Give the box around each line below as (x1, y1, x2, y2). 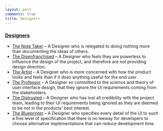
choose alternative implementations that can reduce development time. (12, 120, 155, 126)
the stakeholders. (12, 89, 47, 95)
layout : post (5, 7, 32, 12)
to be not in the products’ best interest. (12, 105, 91, 111)
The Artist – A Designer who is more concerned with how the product (12, 69, 151, 75)
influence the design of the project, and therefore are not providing (12, 59, 146, 65)
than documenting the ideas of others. (12, 48, 89, 54)
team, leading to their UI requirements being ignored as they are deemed (12, 100, 158, 106)
